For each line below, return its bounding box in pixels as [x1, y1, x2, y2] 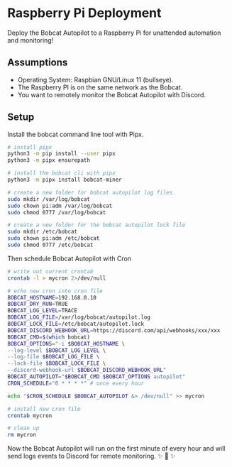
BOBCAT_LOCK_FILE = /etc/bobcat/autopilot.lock [7, 321, 144, 328]
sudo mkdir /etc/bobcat [7, 229, 78, 236]
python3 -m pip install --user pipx [7, 150, 116, 158]
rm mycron [7, 432, 37, 439]
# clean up [7, 424, 40, 432]
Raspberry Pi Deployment [7, 5, 162, 21]
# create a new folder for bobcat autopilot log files [7, 189, 173, 196]
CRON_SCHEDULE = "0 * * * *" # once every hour [7, 380, 144, 387]
